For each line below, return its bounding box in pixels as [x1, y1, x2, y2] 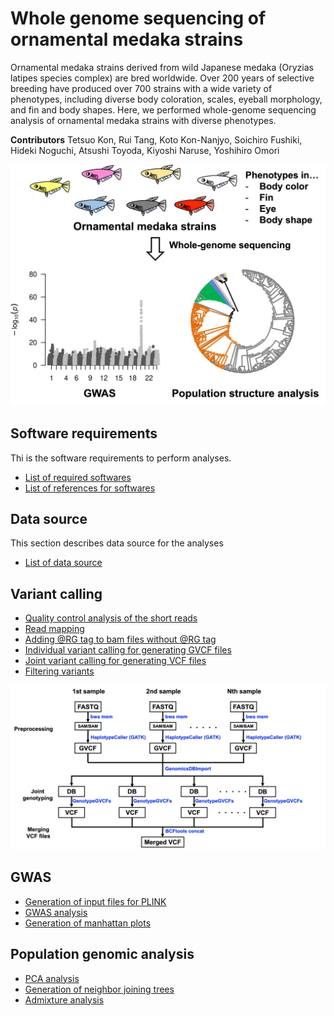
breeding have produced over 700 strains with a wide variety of [10, 82, 273, 94]
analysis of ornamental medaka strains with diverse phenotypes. [10, 114, 277, 126]
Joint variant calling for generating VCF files [24, 655, 207, 667]
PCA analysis [24, 972, 80, 984]
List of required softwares [24, 471, 132, 483]
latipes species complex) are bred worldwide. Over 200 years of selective [10, 72, 315, 84]
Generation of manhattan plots [24, 917, 152, 929]
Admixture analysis [24, 993, 105, 1006]
